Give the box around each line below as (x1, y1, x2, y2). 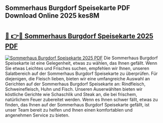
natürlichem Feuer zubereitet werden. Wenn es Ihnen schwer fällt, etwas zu (5, 97, 158, 102)
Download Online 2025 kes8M (5, 12, 100, 20)
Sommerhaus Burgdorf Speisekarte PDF (5, 4, 130, 12)
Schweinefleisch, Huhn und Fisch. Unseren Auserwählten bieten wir (5, 86, 143, 92)
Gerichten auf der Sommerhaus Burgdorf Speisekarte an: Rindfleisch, (5, 81, 146, 87)
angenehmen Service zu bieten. (5, 112, 70, 118)
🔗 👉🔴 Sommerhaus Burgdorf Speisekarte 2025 (5, 32, 154, 40)
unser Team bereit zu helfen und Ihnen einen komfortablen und (5, 107, 133, 113)
